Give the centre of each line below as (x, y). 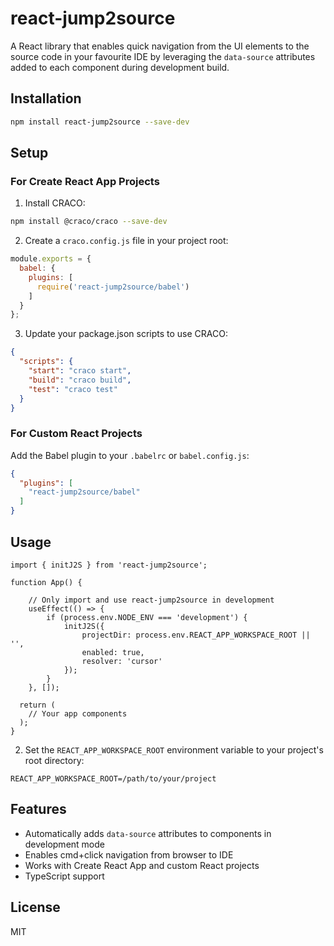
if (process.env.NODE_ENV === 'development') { (147, 617)
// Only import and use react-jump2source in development (151, 600)
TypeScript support (64, 876)
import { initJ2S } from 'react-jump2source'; (109, 565)
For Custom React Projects (76, 434)
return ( (37, 705)
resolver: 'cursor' (122, 661)
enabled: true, (113, 652)
